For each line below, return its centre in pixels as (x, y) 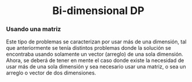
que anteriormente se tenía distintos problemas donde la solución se (89, 48)
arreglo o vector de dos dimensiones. (51, 73)
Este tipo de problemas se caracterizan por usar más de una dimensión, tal (96, 42)
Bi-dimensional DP (98, 11)
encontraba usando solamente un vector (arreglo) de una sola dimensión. (95, 54)
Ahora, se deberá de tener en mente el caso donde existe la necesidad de (95, 60)
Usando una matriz (34, 29)
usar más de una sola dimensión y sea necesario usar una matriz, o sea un (96, 67)
